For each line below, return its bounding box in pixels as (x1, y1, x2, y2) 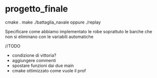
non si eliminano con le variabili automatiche (5, 34, 94, 39)
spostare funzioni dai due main (12, 63, 74, 68)
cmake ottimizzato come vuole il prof (12, 67, 86, 73)
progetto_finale (5, 3, 68, 14)
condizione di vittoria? (12, 52, 57, 58)
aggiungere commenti (12, 57, 56, 63)
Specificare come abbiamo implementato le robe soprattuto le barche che (5, 28, 153, 34)
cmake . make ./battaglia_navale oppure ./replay (5, 19, 101, 25)
